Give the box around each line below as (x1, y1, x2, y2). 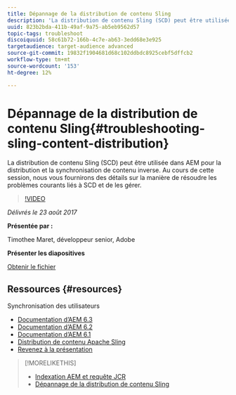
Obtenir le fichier (7, 263, 56, 271)
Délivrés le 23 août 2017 (7, 208, 77, 216)
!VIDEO (24, 195, 46, 203)
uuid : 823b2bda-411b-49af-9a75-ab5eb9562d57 (7, 23, 140, 30)
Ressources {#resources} (7, 283, 123, 295)
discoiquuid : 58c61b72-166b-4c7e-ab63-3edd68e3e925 (7, 37, 162, 44)
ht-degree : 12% (7, 69, 52, 76)
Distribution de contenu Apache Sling (17, 338, 126, 347)
